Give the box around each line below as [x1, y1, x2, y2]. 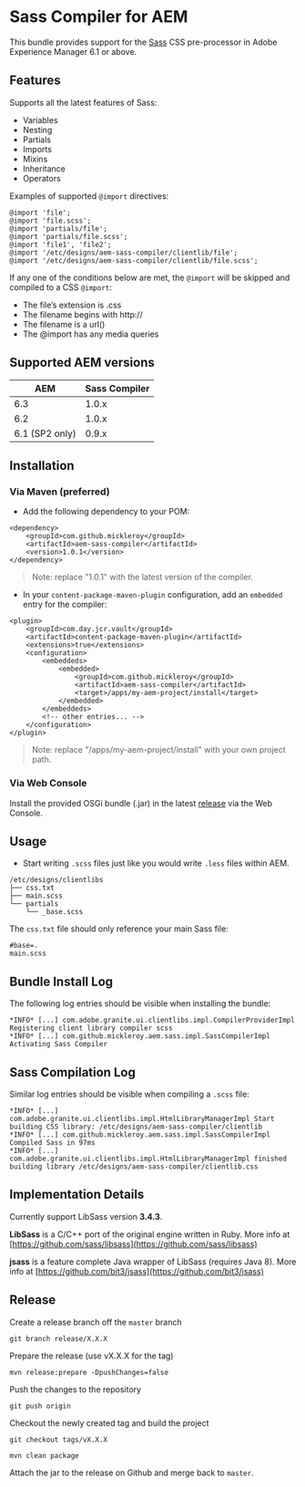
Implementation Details [9, 1187, 145, 1202]
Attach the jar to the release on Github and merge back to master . [9, 1467, 254, 1478]
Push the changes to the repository [9, 1384, 142, 1395]
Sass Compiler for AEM [9, 6, 188, 27]
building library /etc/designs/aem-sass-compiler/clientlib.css [9, 1161, 259, 1171]
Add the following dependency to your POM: [22, 506, 190, 517]
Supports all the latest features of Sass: [9, 97, 158, 108]
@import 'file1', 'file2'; [9, 240, 112, 249]
